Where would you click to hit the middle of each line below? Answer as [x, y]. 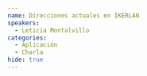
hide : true [25, 60]
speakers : [24, 23]
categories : [27, 38]
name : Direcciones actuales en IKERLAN [73, 15]
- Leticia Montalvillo [52, 30]
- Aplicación [36, 45]
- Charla [29, 52]
